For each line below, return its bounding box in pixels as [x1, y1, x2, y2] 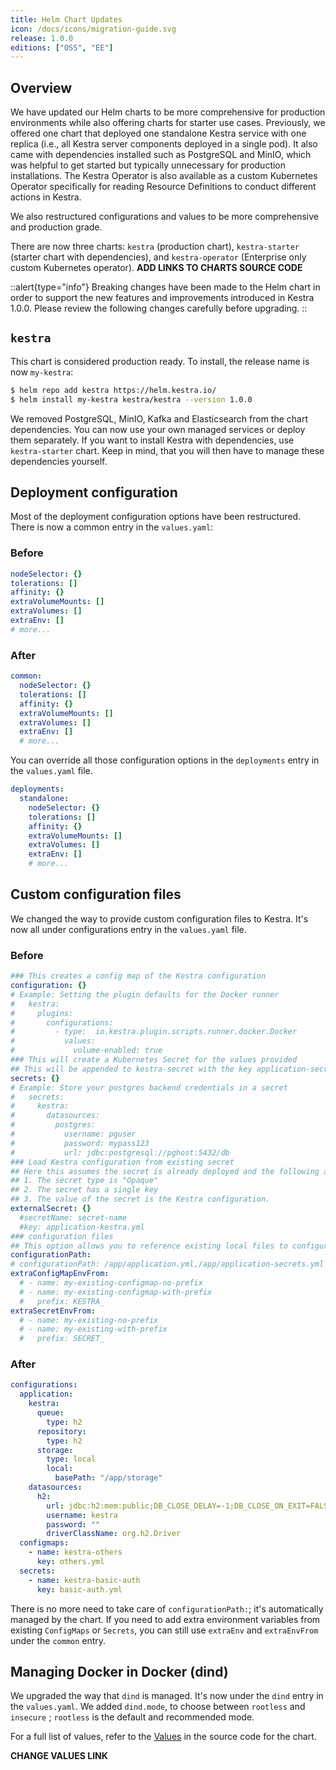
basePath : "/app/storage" [54, 1473, 163, 1483]
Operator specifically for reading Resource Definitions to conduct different [10, 181, 317, 193]
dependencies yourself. [10, 455, 108, 467]
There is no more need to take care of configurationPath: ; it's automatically [10, 1602, 324, 1615]
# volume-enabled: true [10, 1046, 163, 1056]
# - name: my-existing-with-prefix [19, 1324, 168, 1335]
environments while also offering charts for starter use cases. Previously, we [10, 117, 326, 129]
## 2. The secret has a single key [10, 1185, 159, 1195]
